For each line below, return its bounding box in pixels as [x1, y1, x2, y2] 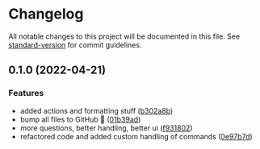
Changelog [8, 5, 84, 23]
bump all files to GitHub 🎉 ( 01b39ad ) [19, 114, 141, 124]
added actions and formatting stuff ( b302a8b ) [19, 106, 174, 115]
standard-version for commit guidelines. [8, 39, 142, 49]
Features [8, 88, 44, 99]
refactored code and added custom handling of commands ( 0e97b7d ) [19, 131, 253, 141]
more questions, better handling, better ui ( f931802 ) [19, 122, 193, 133]
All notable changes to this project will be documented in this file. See [8, 31, 241, 41]
